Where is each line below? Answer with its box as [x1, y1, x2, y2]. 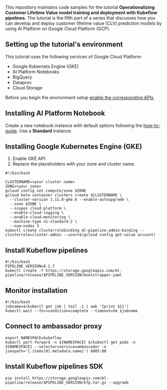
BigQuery [12, 74, 33, 80]
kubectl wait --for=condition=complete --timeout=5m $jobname [5, 308, 138, 314]
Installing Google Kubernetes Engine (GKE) [5, 142, 142, 151]
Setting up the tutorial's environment [5, 40, 123, 49]
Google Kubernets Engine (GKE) [12, 63, 79, 69]
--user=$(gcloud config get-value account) [63, 232, 156, 238]
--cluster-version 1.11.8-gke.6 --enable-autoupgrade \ [10, 197, 129, 202]
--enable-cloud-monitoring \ [10, 215, 71, 220]
